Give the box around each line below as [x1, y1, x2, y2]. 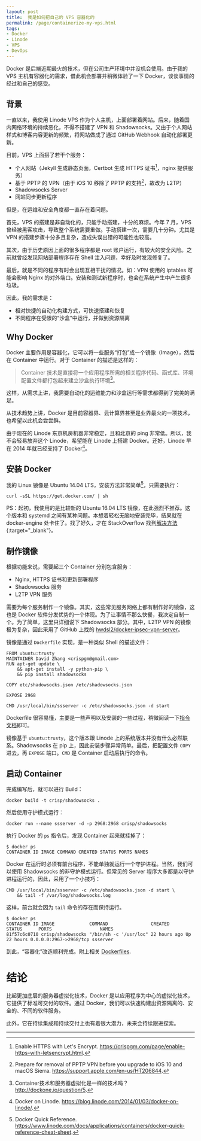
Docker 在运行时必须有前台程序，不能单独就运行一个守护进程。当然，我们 [6, 860, 188, 868]
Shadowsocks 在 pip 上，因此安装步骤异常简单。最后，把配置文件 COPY [16, 742, 191, 749]
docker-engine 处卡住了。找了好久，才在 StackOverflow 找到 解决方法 [6, 519, 178, 527]
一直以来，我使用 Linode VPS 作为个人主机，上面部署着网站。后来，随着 [6, 116, 185, 123]
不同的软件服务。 [22, 1007, 64, 1014]
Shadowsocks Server [14, 186, 68, 193]
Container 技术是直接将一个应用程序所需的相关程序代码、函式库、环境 [20, 369, 194, 376]
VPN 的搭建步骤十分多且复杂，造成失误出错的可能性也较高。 [6, 233, 156, 241]
